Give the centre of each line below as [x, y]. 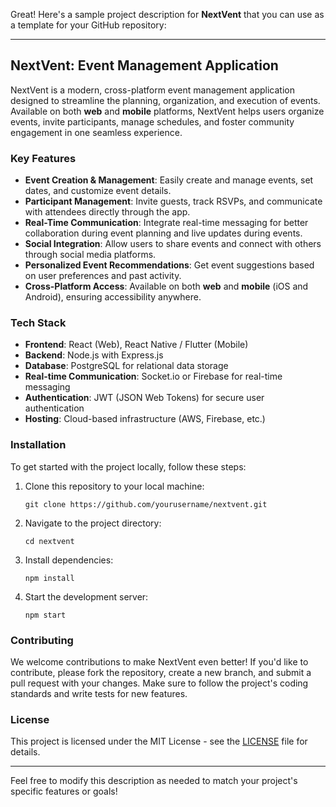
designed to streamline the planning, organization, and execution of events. [165, 100]
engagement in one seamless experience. [96, 132]
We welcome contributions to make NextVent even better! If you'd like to [159, 662]
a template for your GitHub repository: [88, 25]
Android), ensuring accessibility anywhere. [113, 297]
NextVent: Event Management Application [144, 65]
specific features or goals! [64, 791]
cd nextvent [49, 541]
